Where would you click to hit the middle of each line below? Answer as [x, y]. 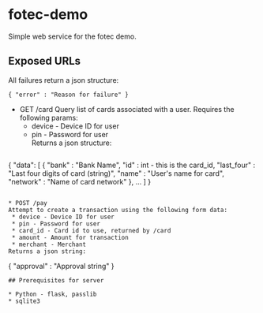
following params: [49, 117]
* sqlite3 [24, 301]
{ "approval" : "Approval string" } [61, 266]
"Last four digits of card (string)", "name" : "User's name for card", [116, 173]
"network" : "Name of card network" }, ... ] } [80, 181]
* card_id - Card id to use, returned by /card [91, 230]
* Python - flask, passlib [53, 294]
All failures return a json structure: [64, 80]
